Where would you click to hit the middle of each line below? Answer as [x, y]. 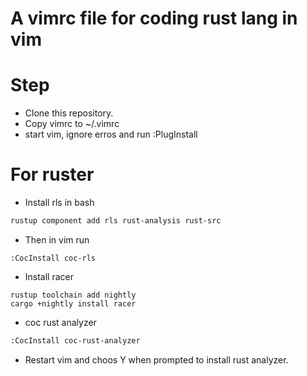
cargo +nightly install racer [73, 303]
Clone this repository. [69, 113]
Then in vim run [57, 239]
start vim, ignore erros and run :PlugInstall [111, 134]
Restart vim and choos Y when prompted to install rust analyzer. [156, 359]
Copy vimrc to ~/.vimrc [72, 124]
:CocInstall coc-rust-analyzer [75, 340]
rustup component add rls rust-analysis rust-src [116, 221]
